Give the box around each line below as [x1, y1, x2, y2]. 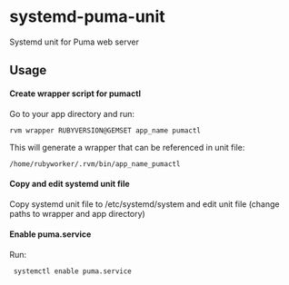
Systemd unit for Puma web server [9, 36, 139, 47]
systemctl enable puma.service [13, 266, 132, 276]
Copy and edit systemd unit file [9, 179, 130, 190]
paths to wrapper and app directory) [9, 208, 145, 219]
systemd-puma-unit [9, 6, 165, 27]
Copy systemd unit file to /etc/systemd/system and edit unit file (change [9, 198, 280, 210]
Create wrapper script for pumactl [9, 88, 141, 99]
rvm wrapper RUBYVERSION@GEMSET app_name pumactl [9, 125, 202, 135]
